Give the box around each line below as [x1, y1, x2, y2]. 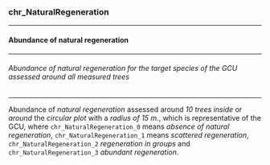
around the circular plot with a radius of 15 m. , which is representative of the [8, 113, 261, 122]
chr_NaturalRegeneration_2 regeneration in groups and [8, 138, 190, 148]
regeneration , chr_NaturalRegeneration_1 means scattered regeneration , [8, 130, 249, 139]
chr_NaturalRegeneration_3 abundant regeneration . [8, 147, 179, 157]
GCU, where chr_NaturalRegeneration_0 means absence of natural [8, 122, 230, 131]
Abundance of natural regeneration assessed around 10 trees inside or [8, 104, 243, 114]
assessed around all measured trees [8, 72, 130, 82]
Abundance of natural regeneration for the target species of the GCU [8, 64, 238, 73]
